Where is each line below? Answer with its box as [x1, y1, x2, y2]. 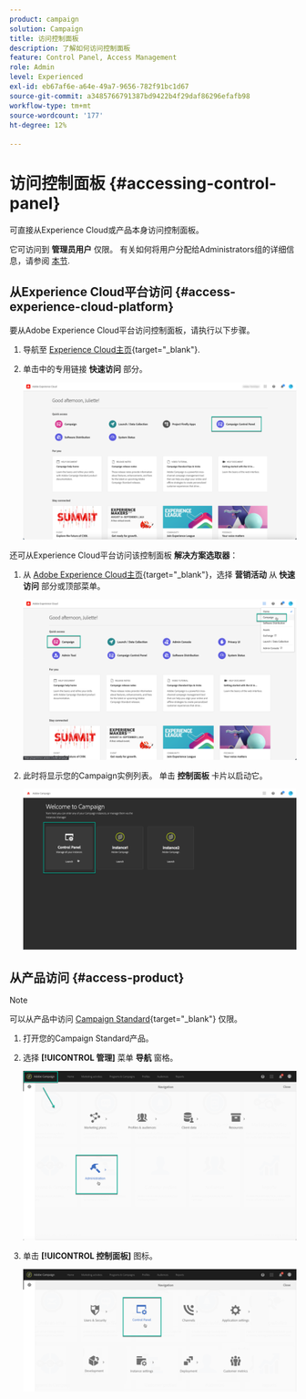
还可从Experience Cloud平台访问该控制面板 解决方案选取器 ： [9, 550, 239, 561]
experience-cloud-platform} [9, 299, 175, 314]
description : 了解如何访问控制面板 [9, 44, 130, 53]
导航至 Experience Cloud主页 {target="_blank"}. [22, 344, 200, 355]
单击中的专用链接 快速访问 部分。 [22, 363, 148, 374]
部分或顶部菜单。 [40, 580, 106, 591]
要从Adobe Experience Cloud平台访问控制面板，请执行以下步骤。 [9, 324, 255, 335]
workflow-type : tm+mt [9, 101, 92, 110]
